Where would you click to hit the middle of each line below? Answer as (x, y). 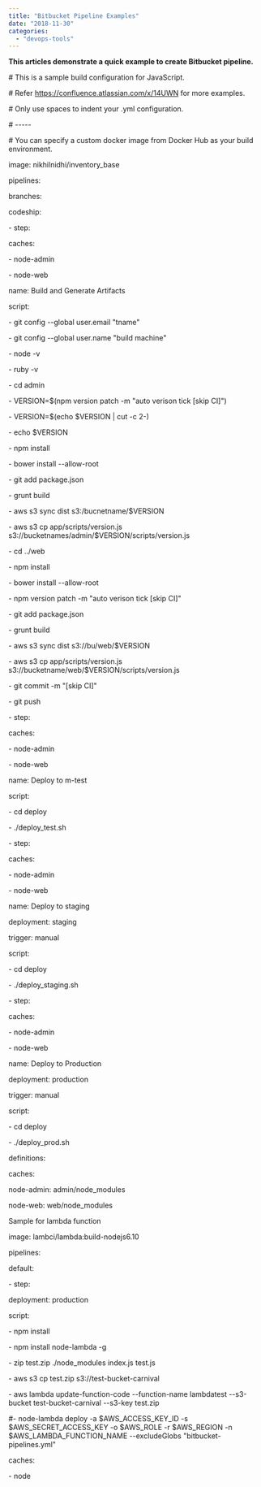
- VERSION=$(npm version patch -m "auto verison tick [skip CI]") (118, 401)
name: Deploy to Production (55, 1064)
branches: (25, 197)
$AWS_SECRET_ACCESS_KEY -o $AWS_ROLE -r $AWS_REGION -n (120, 1428)
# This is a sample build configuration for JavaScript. (96, 77)
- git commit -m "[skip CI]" (53, 686)
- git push (25, 702)
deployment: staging (43, 922)
